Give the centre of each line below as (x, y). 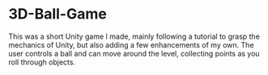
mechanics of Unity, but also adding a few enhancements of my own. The (131, 44)
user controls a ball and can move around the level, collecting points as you (134, 53)
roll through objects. (42, 62)
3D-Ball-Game (57, 14)
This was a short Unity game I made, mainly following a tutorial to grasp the (134, 36)
